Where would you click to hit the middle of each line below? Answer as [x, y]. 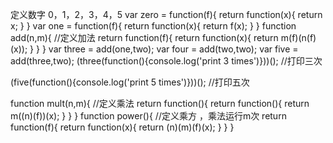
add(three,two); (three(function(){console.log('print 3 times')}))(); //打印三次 [166, 61]
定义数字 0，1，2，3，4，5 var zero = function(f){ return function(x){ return [166, 14]
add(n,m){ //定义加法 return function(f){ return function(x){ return [144, 37]
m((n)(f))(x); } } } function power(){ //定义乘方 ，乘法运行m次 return [148, 116]
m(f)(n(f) [298, 37]
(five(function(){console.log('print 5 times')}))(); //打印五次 [130, 82]
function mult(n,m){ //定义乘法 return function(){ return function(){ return [160, 103]
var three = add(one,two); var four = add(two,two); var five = [173, 49]
